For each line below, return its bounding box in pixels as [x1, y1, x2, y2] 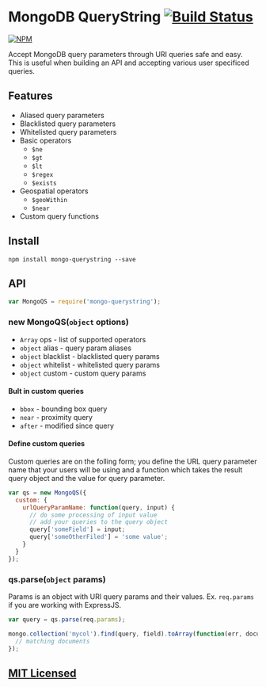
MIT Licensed [8, 666, 77, 680]
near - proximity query [19, 412, 93, 422]
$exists [31, 179, 57, 187]
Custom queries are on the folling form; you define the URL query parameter [8, 456, 257, 466]
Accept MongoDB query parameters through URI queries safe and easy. [8, 49, 243, 59]
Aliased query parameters [19, 110, 104, 120]
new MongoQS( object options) [8, 317, 129, 328]
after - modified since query [19, 421, 115, 430]
